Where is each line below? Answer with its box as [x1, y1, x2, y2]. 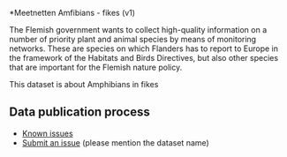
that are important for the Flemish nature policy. [9, 62, 183, 72]
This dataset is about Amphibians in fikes [9, 79, 159, 89]
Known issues [21, 128, 73, 138]
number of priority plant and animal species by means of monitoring [9, 34, 257, 44]
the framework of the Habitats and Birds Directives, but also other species [9, 53, 279, 63]
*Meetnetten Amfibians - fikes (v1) [9, 8, 135, 18]
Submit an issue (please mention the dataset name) [21, 137, 209, 148]
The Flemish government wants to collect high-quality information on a [9, 25, 268, 34]
